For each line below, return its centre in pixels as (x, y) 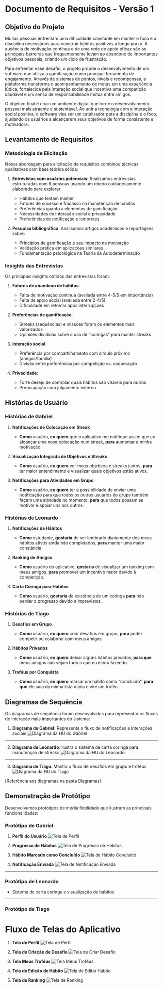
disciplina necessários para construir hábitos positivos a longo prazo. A (76, 44)
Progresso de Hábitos (34, 846)
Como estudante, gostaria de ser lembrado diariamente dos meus (85, 538)
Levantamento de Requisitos (49, 140)
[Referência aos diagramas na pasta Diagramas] (53, 781)
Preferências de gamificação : (42, 314)
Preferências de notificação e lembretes (59, 219)
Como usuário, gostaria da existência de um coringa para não (81, 596)
